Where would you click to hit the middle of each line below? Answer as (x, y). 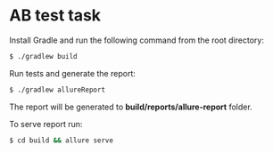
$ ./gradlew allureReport (57, 90)
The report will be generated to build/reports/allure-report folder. (131, 107)
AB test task (55, 16)
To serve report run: (46, 124)
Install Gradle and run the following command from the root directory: (137, 40)
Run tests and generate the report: (72, 73)
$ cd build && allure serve (62, 140)
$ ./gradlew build (43, 56)
